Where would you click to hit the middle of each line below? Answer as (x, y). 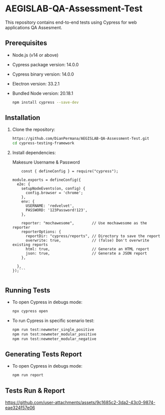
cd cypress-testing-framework (43, 143)
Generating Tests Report (44, 354)
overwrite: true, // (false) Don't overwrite (87, 241)
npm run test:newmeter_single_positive (53, 330)
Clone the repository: (34, 129)
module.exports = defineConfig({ (47, 180)
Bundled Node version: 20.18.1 (43, 93)
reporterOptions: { (41, 232)
